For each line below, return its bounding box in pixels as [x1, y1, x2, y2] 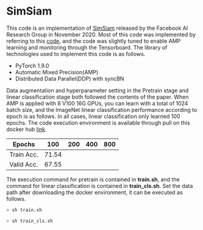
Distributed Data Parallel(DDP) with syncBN [15, 75, 124, 82]
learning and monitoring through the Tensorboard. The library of [6, 44, 168, 51]
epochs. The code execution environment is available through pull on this [6, 119, 190, 126]
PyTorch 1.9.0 [15, 62, 50, 69]
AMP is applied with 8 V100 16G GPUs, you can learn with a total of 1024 [6, 99, 188, 107]
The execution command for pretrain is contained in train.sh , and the [6, 175, 180, 183]
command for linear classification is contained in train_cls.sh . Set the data [6, 182, 193, 189]
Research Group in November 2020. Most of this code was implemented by [6, 30, 196, 38]
